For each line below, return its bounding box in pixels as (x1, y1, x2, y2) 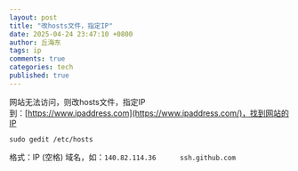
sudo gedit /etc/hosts (9, 134, 93, 143)
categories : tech (9, 63, 74, 72)
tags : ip (9, 46, 42, 55)
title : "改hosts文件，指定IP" (9, 21, 113, 30)
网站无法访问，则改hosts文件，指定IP (9, 96, 146, 107)
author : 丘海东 (9, 37, 61, 47)
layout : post (9, 12, 58, 22)
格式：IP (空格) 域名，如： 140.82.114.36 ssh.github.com (9, 151, 237, 162)
